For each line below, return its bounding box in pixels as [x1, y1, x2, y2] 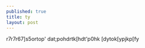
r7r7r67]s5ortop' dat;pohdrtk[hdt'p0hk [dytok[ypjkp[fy [6, 36, 140, 43]
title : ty [6, 14, 31, 20]
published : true [6, 8, 46, 15]
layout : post [6, 19, 39, 25]
